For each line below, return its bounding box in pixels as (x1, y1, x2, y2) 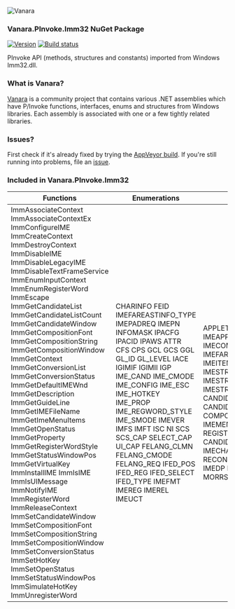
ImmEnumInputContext (10, 275, 87, 285)
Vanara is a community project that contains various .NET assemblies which (7, 95, 226, 103)
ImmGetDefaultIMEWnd (10, 381, 88, 390)
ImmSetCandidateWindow (10, 512, 97, 521)
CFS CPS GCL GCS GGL (115, 345, 195, 355)
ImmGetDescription (10, 389, 75, 399)
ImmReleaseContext (10, 503, 77, 513)
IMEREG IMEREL (115, 486, 169, 495)
